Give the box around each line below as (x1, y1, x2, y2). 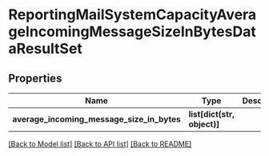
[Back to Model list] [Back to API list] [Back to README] (8, 139, 192, 149)
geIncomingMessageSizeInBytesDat (8, 22, 256, 41)
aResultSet (8, 40, 82, 58)
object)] (188, 118, 220, 130)
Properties (8, 71, 62, 85)
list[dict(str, (188, 109, 235, 119)
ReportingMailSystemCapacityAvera (8, 6, 257, 24)
